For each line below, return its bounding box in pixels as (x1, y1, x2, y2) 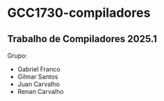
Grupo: (7, 51, 27, 60)
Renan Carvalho (17, 88, 64, 95)
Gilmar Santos (17, 72, 58, 81)
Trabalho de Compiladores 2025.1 (7, 33, 158, 45)
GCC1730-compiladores (7, 5, 151, 21)
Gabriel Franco (17, 65, 61, 73)
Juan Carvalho (17, 80, 60, 88)
